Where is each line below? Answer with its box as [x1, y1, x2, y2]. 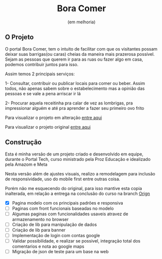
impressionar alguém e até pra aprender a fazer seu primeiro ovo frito [5, 105, 145, 111]
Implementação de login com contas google [12, 232, 100, 238]
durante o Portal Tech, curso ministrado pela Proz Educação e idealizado [5, 156, 151, 162]
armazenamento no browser [12, 216, 69, 222]
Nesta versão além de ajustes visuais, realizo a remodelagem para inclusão [5, 171, 155, 176]
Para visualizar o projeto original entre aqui [5, 124, 91, 130]
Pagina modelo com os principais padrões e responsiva [12, 200, 123, 206]
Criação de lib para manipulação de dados [12, 222, 97, 227]
